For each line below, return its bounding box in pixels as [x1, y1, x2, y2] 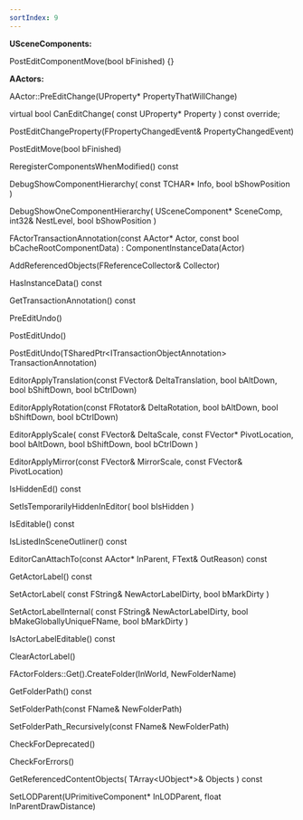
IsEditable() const [9, 518, 75, 529]
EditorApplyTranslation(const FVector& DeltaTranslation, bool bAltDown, [9, 375, 278, 386]
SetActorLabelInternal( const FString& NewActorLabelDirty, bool [9, 605, 249, 616]
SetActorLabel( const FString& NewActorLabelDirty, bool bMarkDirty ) [9, 588, 270, 599]
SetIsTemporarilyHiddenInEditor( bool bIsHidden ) [9, 501, 194, 511]
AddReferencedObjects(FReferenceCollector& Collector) [9, 260, 220, 271]
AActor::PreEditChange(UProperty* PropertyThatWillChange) [9, 91, 238, 101]
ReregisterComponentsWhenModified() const [9, 160, 179, 172]
